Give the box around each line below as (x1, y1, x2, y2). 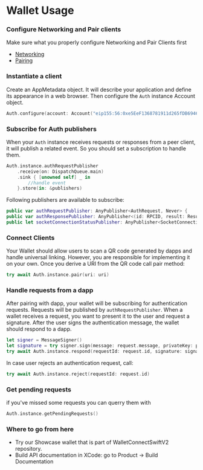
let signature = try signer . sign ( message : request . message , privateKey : (6, 343, 193, 349)
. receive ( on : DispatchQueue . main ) (17, 169, 104, 175)
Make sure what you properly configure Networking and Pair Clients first (6, 39, 187, 46)
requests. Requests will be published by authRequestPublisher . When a (6, 306, 183, 314)
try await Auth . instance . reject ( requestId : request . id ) (6, 371, 150, 378)
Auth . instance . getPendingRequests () (6, 411, 98, 417)
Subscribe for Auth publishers (6, 124, 97, 133)
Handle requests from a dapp (6, 286, 94, 295)
